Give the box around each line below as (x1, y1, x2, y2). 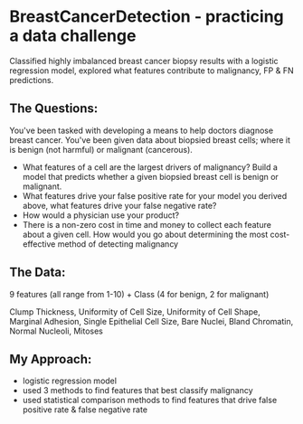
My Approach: (9, 351, 92, 367)
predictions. (9, 74, 54, 85)
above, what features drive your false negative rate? (22, 200, 217, 211)
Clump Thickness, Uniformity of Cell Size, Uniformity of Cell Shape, (9, 306, 260, 317)
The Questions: (9, 101, 99, 117)
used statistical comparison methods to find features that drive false (22, 395, 278, 406)
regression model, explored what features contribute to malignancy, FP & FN (9, 65, 294, 76)
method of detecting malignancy (57, 238, 179, 250)
